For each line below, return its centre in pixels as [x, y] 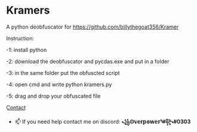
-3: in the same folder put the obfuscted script [63, 73]
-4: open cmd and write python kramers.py [59, 84]
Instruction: [20, 38]
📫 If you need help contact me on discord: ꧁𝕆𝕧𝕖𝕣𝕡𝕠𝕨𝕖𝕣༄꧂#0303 [103, 121]
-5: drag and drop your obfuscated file [53, 96]
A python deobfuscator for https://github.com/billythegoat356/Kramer [93, 27]
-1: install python [27, 50]
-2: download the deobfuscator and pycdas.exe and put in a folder [88, 61]
